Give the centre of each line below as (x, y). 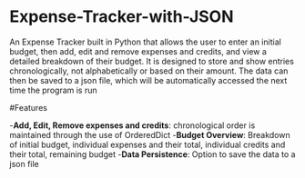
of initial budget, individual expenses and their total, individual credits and (147, 144)
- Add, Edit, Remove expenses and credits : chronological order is (132, 125)
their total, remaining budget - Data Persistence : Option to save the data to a (152, 154)
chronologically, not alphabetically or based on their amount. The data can (149, 71)
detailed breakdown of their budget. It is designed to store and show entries (152, 61)
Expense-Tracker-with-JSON (122, 17)
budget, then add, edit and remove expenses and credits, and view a (138, 51)
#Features (29, 107)
